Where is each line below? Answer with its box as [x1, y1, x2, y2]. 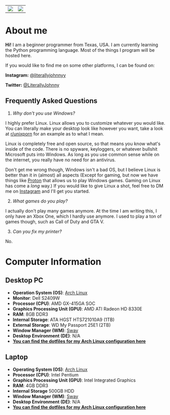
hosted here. [5, 52, 32, 58]
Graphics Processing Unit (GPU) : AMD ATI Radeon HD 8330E [12, 305, 143, 312]
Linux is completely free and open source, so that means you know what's [5, 141, 161, 147]
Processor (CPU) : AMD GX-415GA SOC [12, 300, 95, 306]
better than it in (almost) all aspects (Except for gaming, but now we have [5, 172, 158, 178]
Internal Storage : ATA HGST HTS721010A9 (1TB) [12, 317, 115, 323]
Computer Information [5, 256, 101, 267]
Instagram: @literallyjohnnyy [5, 72, 66, 78]
